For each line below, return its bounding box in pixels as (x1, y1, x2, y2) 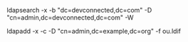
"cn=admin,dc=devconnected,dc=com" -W (6, 13, 134, 22)
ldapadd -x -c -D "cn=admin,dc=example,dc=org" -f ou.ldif (6, 27, 181, 35)
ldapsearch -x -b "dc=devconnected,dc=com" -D (6, 6, 152, 14)
